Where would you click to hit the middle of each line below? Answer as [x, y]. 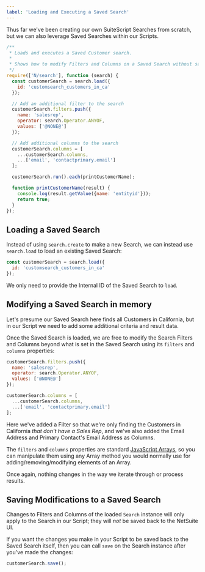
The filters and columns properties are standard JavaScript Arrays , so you [101, 449]
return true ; [34, 199]
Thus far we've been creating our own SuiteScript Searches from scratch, [99, 29]
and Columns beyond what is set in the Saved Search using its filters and [100, 344]
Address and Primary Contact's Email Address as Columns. [81, 437]
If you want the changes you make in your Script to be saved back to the [98, 540]
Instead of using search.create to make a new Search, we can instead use [100, 245]
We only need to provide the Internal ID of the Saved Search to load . [92, 285]
